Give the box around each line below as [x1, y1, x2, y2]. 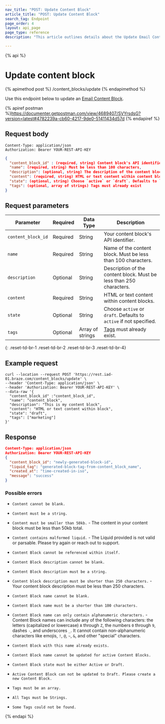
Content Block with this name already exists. [12, 643, 110, 648]
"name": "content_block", [9, 398, 63, 403]
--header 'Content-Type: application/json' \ [5, 381, 100, 386]
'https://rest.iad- [73, 372, 113, 377]
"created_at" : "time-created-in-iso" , [9, 469, 89, 474]
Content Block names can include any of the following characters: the [12, 617, 154, 623]
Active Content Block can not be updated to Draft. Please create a [12, 672, 156, 677]
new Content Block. [12, 676, 53, 681]
